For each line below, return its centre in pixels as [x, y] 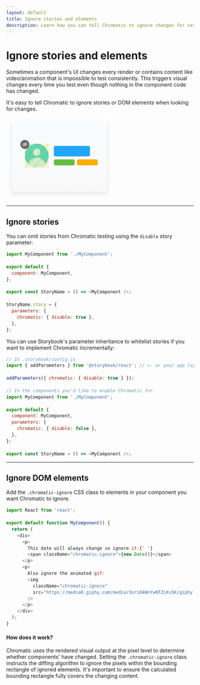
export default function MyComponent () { [58, 523]
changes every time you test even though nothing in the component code [96, 85]
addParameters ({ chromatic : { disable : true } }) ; [70, 378]
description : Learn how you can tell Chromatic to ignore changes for [96, 25]
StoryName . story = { [32, 305]
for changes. [22, 109]
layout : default [26, 13]
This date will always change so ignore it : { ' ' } [90, 548]
